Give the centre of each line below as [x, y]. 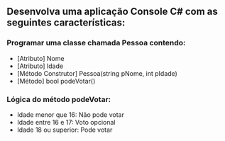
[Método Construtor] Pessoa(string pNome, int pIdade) [97, 73]
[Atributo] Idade [40, 66]
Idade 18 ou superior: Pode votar [65, 130]
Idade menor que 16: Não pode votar [71, 114]
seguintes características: [66, 23]
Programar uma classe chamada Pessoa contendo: [96, 43]
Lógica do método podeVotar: [59, 99]
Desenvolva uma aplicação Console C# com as [112, 12]
